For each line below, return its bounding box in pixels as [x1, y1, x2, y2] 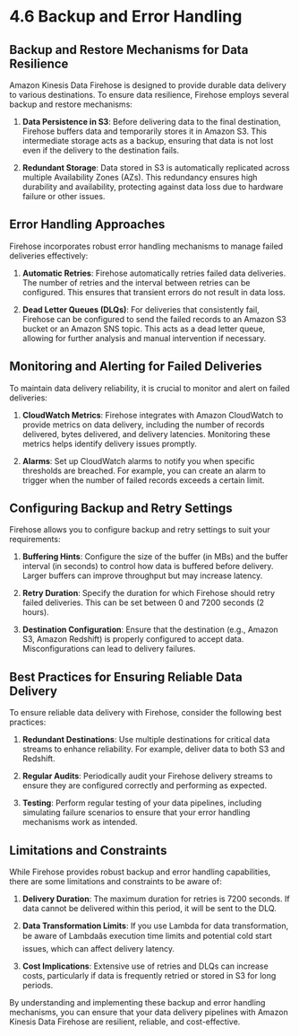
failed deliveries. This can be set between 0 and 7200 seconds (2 [21, 597, 265, 608]
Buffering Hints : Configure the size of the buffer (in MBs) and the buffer [21, 551, 288, 562]
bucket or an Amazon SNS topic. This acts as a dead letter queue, [21, 323, 266, 334]
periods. [21, 980, 54, 991]
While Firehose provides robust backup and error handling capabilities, [9, 866, 271, 877]
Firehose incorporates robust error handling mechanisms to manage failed [9, 241, 284, 251]
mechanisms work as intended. [21, 817, 138, 828]
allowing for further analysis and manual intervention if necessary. [21, 332, 267, 343]
